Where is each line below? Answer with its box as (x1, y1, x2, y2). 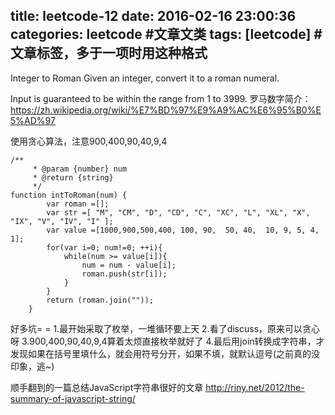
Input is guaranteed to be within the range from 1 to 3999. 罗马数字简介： (10, 92, 312, 104)
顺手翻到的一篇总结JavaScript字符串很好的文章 (10, 381, 204, 393)
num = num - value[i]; (81, 260, 177, 270)
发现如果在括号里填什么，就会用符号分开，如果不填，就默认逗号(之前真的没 (10, 347, 321, 359)
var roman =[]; (46, 199, 110, 209)
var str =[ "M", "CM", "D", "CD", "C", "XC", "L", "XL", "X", (46, 207, 311, 218)
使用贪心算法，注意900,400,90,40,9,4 (10, 135, 168, 147)
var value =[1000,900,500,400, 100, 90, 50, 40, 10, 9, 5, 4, (46, 225, 320, 235)
